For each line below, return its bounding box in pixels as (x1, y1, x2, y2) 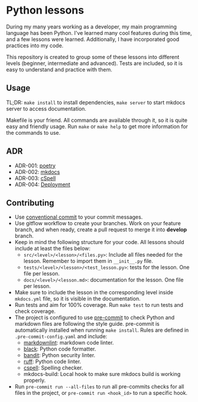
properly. (23, 377, 46, 384)
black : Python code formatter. (23, 345, 96, 352)
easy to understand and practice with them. (6, 66, 112, 73)
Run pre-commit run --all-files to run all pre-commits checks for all (14, 383, 184, 390)
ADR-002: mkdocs (14, 168, 60, 175)
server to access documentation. (6, 105, 87, 112)
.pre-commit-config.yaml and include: (14, 333, 108, 340)
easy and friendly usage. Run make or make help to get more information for (6, 122, 188, 130)
